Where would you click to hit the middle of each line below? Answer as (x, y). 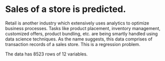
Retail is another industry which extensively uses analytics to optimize (77, 23)
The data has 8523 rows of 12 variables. (46, 54)
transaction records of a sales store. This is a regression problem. (73, 44)
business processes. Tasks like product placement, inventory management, (83, 28)
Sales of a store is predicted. (66, 9)
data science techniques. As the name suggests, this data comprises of (79, 39)
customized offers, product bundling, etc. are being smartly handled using (81, 33)
